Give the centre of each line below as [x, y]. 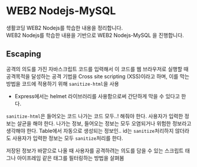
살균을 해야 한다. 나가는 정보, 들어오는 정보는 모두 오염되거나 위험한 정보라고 [104, 123]
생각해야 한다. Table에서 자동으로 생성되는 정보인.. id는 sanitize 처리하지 [90, 131]
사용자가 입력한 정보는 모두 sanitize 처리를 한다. [68, 138]
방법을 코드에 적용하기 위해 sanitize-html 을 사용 [63, 83]
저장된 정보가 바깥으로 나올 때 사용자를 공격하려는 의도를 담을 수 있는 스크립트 [95, 151]
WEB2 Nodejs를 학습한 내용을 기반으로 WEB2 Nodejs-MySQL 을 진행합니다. [95, 35]
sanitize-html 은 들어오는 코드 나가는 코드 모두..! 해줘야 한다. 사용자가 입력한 [95, 116]
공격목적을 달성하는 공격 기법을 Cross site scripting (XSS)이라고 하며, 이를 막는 [98, 76]
